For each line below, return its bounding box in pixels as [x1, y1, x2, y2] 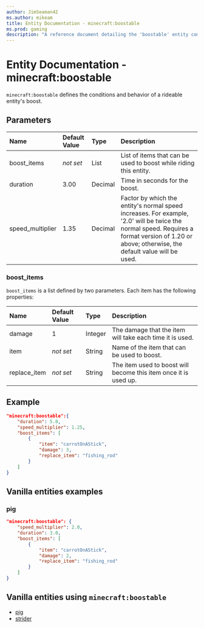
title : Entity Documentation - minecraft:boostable [6, 20, 140, 26]
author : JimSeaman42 [6, 9, 59, 15]
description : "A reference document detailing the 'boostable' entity [6, 32, 189, 38]
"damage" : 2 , [38, 552, 72, 558]
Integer [86, 330, 106, 338]
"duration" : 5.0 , [17, 418, 61, 424]
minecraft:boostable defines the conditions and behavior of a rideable [6, 91, 183, 98]
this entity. [120, 166, 151, 174]
